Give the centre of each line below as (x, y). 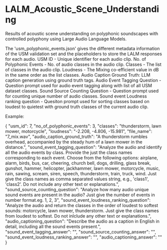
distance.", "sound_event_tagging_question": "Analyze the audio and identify (83, 147)
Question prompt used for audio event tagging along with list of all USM (79, 85)
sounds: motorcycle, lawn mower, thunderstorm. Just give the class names (82, 211)
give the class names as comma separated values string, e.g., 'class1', (77, 179)
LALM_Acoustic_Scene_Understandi (82, 9)
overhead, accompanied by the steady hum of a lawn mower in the (74, 142)
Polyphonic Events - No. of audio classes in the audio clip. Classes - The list (83, 64)
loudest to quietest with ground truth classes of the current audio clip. (77, 107)
